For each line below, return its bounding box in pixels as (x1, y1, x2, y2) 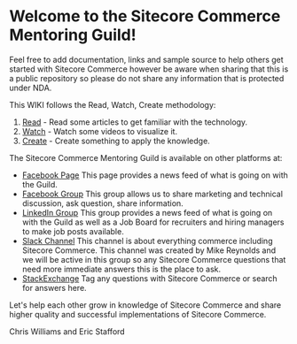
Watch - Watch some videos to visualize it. (21, 126, 178, 136)
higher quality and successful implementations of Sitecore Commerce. (9, 309, 267, 319)
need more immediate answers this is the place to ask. (21, 264, 222, 274)
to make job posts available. (21, 226, 124, 236)
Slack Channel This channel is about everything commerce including (21, 235, 273, 246)
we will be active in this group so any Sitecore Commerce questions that (21, 254, 286, 264)
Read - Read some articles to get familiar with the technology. (21, 117, 248, 127)
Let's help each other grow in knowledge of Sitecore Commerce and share (9, 299, 282, 310)
